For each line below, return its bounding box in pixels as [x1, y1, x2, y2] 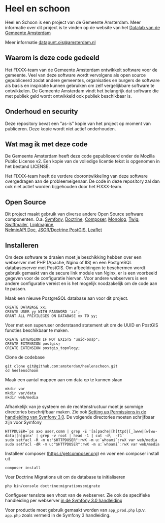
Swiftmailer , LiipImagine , [5, 222, 55, 228]
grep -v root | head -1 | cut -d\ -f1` [40, 433, 125, 438]
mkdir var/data [5, 391, 36, 396]
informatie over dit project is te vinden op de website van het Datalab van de [5, 24, 160, 30]
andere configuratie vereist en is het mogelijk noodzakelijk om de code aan [5, 281, 158, 286]
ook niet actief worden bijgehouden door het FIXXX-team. [5, 184, 123, 190]
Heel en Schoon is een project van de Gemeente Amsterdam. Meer [5, 19, 141, 25]
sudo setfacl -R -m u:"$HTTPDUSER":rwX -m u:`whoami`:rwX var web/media [5, 438, 158, 443]
